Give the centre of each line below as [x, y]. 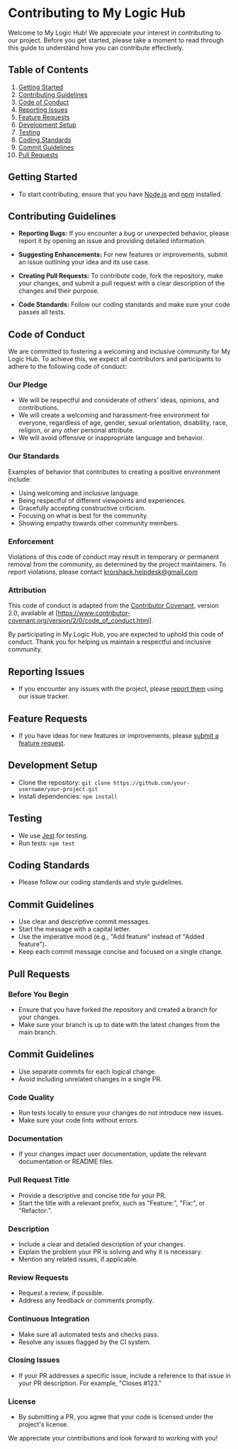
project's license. [44, 1424]
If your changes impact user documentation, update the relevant [112, 1154]
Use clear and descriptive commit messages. [84, 921]
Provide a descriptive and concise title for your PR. [92, 1195]
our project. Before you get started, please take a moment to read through [116, 40]
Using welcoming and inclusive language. [79, 493]
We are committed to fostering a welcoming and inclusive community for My [119, 351]
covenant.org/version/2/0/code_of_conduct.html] [80, 620]
